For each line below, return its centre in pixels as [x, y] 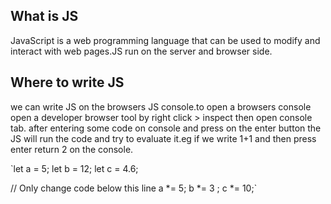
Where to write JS [67, 82]
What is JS [44, 16]
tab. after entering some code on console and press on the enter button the [166, 128]
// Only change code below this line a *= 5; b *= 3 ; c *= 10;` [134, 188]
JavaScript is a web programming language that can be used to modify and [165, 40]
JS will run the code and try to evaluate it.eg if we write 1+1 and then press [163, 138]
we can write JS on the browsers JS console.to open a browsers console [161, 106]
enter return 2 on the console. [72, 149]
